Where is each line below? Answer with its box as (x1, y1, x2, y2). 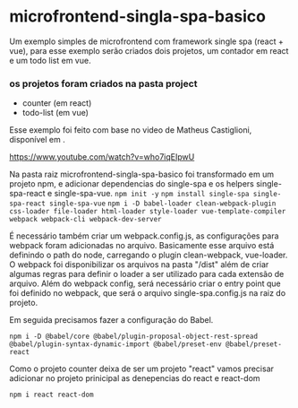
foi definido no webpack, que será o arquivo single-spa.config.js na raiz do (9, 288, 286, 299)
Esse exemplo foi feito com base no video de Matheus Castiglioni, (9, 125, 252, 135)
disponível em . (9, 135, 65, 145)
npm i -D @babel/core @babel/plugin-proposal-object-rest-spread (9, 332, 258, 342)
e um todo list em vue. (9, 55, 91, 65)
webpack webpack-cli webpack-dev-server (9, 215, 163, 224)
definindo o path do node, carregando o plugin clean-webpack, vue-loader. (9, 249, 288, 261)
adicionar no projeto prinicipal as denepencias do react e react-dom (9, 373, 261, 384)
